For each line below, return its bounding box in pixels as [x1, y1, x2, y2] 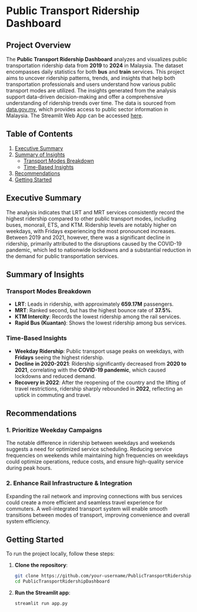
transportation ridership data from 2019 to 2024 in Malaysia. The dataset [6, 62, 183, 69]
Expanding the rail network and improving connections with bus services [6, 492, 183, 499]
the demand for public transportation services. [6, 252, 119, 260]
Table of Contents [6, 129, 74, 139]
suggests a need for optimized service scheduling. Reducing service [6, 446, 172, 453]
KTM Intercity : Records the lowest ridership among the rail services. [14, 313, 181, 320]
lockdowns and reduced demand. [14, 372, 96, 379]
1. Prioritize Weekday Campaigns [6, 426, 102, 434]
